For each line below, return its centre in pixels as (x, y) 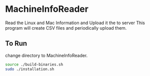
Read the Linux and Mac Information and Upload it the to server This (75, 23)
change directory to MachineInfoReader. (46, 55)
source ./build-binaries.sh (34, 64)
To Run (16, 44)
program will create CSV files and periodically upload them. (66, 28)
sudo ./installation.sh (30, 69)
